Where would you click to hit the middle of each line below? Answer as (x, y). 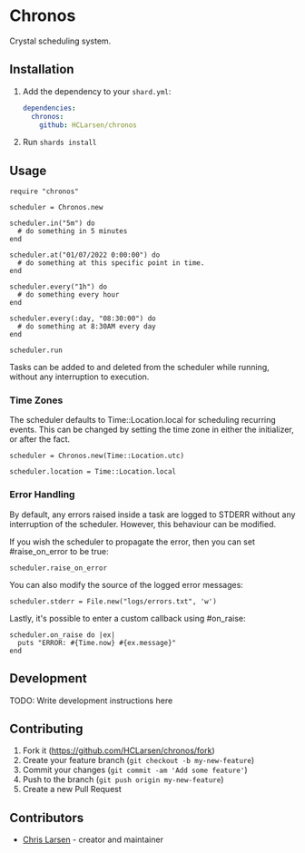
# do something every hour (69, 295)
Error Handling (42, 495)
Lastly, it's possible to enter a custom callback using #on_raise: (128, 618)
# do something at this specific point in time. (111, 263)
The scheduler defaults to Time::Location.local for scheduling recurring (143, 420)
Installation (42, 69)
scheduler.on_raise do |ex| (63, 635)
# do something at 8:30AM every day (87, 327)
